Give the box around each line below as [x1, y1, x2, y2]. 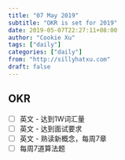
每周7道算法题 [19, 143, 65, 153]
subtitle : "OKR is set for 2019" [8, 19, 118, 27]
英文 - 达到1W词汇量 [19, 113, 85, 123]
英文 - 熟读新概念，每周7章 [19, 133, 108, 143]
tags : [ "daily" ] [8, 41, 61, 49]
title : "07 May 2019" [8, 11, 79, 20]
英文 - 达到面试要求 [19, 124, 83, 133]
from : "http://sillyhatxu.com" [8, 56, 111, 64]
